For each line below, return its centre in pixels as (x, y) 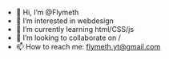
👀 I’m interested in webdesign (65, 21)
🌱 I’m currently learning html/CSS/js (75, 29)
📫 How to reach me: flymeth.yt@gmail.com (88, 47)
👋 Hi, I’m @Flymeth (47, 12)
